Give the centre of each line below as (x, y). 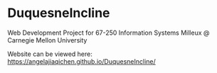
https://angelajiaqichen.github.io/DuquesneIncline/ (82, 61)
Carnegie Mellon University (47, 40)
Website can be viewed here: (50, 54)
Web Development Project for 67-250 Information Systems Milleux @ (108, 33)
